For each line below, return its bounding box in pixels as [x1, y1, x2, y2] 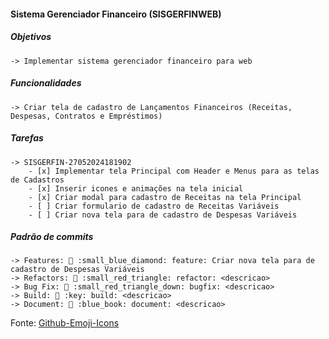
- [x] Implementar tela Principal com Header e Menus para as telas [28, 166, 320, 176]
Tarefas [10, 132, 44, 144]
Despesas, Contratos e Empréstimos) [10, 111, 163, 121]
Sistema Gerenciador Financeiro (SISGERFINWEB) [10, 8, 222, 20]
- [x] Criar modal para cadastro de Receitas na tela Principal [28, 192, 302, 202]
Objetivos [10, 31, 52, 43]
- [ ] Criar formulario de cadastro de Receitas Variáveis [28, 201, 280, 211]
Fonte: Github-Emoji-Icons [10, 317, 120, 329]
